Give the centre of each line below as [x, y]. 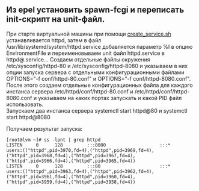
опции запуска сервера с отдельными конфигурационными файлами [95, 72]
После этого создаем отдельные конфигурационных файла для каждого [100, 85]
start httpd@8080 [28, 117]
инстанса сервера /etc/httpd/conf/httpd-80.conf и [70, 91]
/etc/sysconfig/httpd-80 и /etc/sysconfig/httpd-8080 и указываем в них [97, 66]
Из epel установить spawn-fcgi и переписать [95, 10]
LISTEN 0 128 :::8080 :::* [88, 145]
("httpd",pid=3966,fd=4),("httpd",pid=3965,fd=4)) [71, 161]
